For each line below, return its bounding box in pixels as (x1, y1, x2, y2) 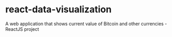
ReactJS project (5, 26, 40, 32)
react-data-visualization (5, 4, 112, 15)
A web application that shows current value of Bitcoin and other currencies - (5, 21, 167, 27)
